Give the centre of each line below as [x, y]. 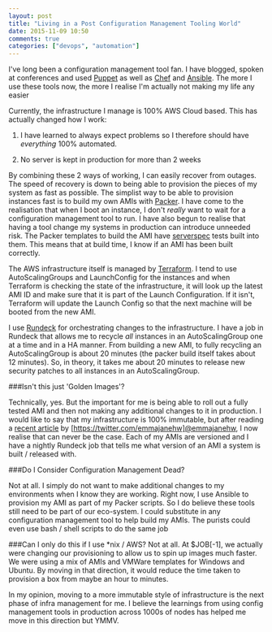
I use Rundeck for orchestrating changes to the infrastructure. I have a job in [136, 328]
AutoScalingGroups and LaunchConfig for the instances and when [119, 278]
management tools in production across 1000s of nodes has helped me [127, 612]
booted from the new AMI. [52, 312]
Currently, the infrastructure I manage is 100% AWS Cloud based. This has [133, 111]
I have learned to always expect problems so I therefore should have [134, 136]
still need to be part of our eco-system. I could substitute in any [114, 512]
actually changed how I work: [58, 119]
